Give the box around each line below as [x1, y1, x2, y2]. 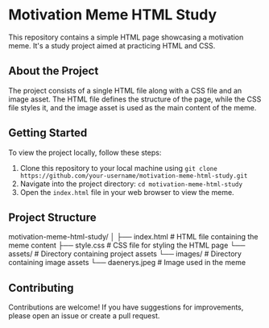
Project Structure [8, 210, 97, 224]
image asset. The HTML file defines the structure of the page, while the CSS [8, 94, 262, 104]
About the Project [8, 64, 99, 78]
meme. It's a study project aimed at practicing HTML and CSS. [8, 40, 216, 50]
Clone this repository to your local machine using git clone [19, 163, 217, 172]
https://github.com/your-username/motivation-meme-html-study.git [19, 172, 248, 180]
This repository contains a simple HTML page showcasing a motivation [8, 32, 244, 42]
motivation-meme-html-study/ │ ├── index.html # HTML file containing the [8, 232, 259, 242]
